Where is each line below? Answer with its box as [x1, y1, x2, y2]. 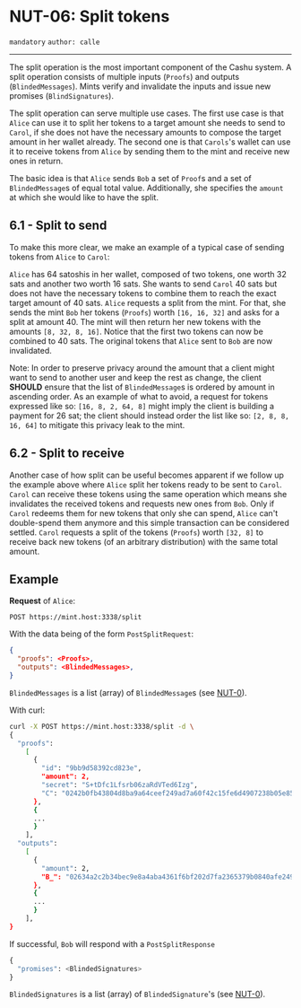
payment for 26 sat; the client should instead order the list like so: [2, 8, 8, [9, 410, 289, 421]
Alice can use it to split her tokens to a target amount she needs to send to [9, 117, 286, 127]
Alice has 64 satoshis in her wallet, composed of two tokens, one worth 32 [9, 268, 287, 279]
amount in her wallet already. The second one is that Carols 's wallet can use [9, 136, 291, 147]
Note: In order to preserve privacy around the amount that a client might [9, 362, 275, 373]
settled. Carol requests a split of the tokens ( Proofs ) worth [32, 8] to [9, 527, 264, 538]
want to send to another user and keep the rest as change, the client [9, 372, 262, 382]
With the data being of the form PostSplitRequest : [9, 628, 194, 639]
